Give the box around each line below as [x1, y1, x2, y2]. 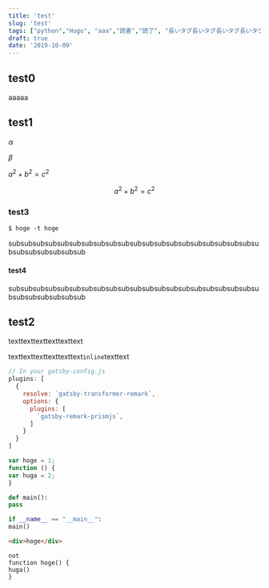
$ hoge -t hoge [8, 225, 59, 233]
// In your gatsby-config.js [8, 367, 106, 375]
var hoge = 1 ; [8, 456, 56, 464]
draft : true [8, 34, 48, 43]
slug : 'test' [8, 19, 52, 27]
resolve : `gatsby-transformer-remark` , [22, 390, 156, 398]
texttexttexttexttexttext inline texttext [8, 352, 130, 362]
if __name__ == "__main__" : [8, 515, 102, 524]
